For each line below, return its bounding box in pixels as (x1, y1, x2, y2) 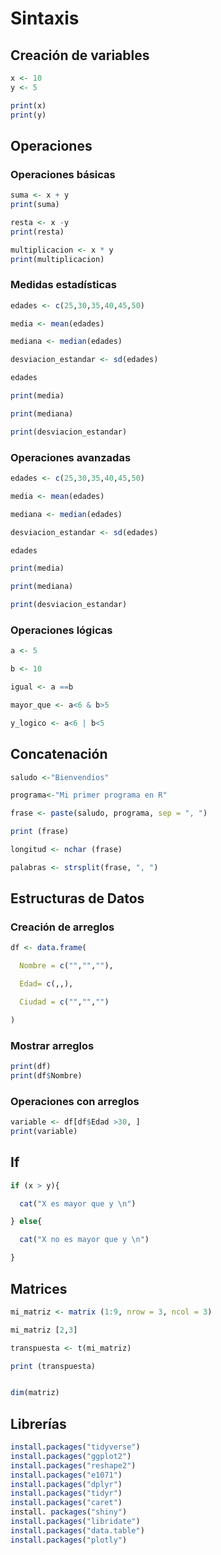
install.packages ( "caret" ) (10, 1498, 123, 1508)
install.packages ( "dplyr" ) (10, 1479, 123, 1489)
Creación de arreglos (10, 920, 115, 934)
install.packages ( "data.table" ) (10, 1525, 145, 1536)
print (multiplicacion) (10, 254, 105, 264)
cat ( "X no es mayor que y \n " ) (19, 1235, 150, 1245)
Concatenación (10, 746, 108, 763)
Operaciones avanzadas (10, 450, 132, 464)
